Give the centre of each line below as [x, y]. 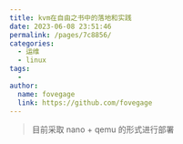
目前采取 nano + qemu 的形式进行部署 [103, 129]
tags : [20, 69]
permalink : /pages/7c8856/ [61, 35]
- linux [32, 60]
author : [24, 86]
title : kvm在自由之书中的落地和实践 [71, 18]
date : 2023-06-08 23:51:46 [61, 26]
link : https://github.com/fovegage [85, 103]
